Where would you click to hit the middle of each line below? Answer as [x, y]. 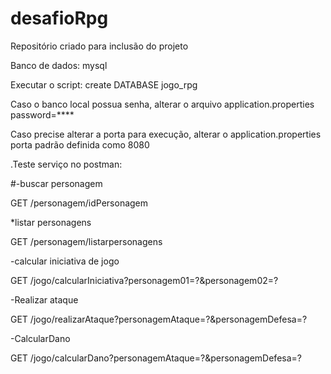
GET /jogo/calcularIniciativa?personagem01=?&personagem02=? [144, 280]
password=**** [42, 114]
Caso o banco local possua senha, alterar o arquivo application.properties [162, 104]
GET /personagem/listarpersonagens [86, 241]
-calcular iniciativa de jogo [65, 261]
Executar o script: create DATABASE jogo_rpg [104, 84]
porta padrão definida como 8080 [80, 144]
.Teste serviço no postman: [66, 164]
